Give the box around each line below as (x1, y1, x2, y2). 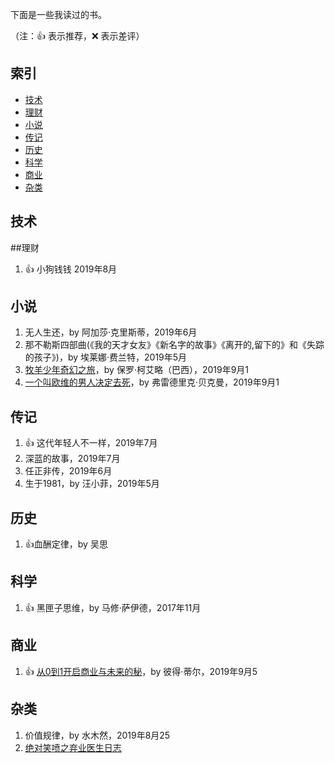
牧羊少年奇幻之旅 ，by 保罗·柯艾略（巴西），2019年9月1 (24, 364, 250, 376)
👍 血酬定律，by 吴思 (24, 538, 108, 550)
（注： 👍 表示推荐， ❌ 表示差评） (10, 30, 145, 42)
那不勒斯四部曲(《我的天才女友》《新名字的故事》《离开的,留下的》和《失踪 (24, 339, 325, 351)
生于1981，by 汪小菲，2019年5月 (24, 478, 160, 490)
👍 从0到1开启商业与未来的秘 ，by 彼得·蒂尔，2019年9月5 (24, 665, 258, 677)
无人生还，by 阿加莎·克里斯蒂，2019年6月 (24, 326, 198, 338)
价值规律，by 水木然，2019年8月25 (24, 729, 171, 741)
